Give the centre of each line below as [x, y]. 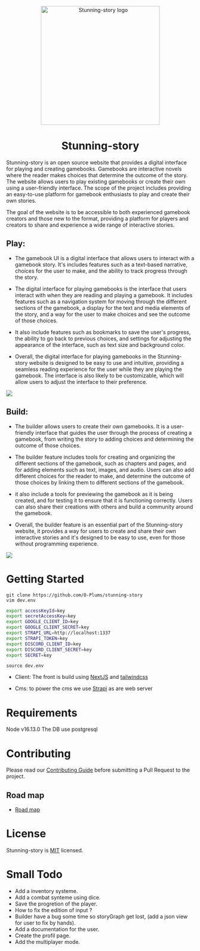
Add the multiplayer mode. [47, 941]
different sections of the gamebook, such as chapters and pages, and [101, 463]
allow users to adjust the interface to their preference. [81, 382]
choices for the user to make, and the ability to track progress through [101, 271]
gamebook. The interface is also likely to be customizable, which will [99, 375]
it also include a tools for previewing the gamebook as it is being [94, 494]
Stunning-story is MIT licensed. [45, 850]
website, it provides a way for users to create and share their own [95, 531]
